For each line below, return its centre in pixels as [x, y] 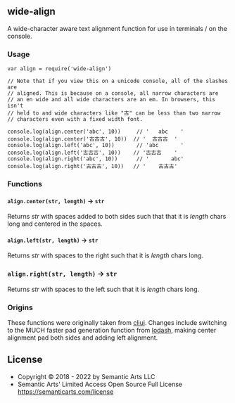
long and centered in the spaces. [55, 224]
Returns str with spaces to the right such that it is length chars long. [106, 255]
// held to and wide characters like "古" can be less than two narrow [114, 113]
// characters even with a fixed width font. [75, 120]
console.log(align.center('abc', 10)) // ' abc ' [96, 132]
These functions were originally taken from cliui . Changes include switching [117, 323]
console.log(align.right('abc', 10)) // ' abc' [96, 159]
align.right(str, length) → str [62, 274]
